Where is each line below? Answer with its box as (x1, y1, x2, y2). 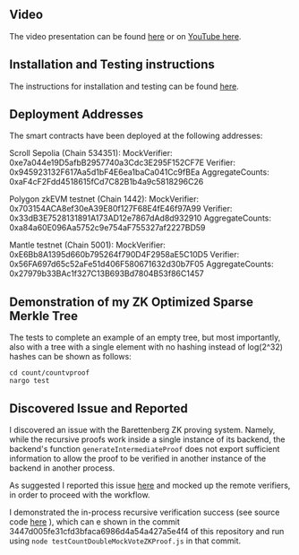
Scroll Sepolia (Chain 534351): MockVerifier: (9, 148, 173, 159)
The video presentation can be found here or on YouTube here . (9, 30, 242, 41)
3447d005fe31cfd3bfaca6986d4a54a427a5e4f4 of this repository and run (9, 526, 285, 537)
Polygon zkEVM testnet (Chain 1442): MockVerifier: (9, 194, 200, 204)
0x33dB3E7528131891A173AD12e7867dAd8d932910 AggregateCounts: (9, 212, 271, 223)
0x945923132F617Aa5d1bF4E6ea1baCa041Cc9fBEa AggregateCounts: (9, 167, 270, 178)
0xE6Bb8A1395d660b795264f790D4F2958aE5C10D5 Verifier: (9, 249, 240, 260)
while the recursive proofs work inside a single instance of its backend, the (9, 434, 286, 445)
